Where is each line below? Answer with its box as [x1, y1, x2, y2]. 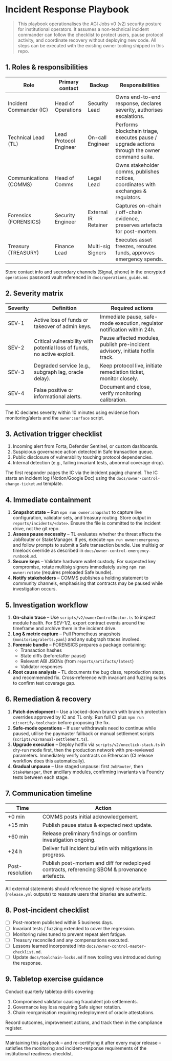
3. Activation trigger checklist [5, 429, 102, 438]
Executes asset [115, 236, 152, 243]
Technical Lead [8, 134, 45, 141]
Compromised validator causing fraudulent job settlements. [12, 998, 138, 1004]
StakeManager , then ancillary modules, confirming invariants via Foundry [12, 769, 164, 775]
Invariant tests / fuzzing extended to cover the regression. [12, 925, 136, 931]
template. [43, 480, 63, 487]
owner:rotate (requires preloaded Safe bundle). [12, 569, 113, 576]
